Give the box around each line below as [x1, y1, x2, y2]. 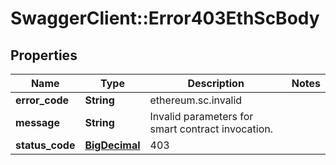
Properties [10, 47, 78, 64]
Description [187, 77, 245, 90]
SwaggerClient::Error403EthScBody [10, 7, 320, 30]
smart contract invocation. [149, 122, 273, 136]
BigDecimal [84, 138, 141, 152]
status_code [15, 138, 76, 152]
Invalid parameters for [149, 110, 254, 123]
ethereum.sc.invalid [149, 93, 243, 107]
